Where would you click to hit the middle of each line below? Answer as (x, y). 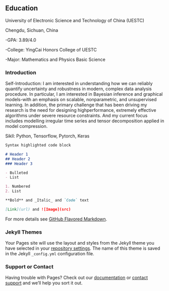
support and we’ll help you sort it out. (44, 283)
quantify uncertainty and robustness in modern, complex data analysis (79, 89)
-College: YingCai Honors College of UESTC (51, 49)
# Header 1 (17, 154)
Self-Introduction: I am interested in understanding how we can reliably (79, 84)
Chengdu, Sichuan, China (32, 30)
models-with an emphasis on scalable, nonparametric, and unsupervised (81, 100)
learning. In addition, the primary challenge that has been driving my (76, 105)
